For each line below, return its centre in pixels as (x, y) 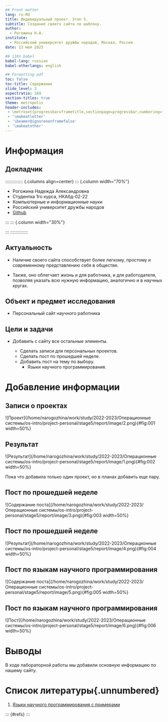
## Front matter (22, 10)
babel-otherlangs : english (33, 66)
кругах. (20, 285)
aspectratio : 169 (23, 93)
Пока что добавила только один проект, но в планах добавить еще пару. (83, 477)
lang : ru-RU (17, 15)
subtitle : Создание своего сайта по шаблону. (53, 24)
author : (13, 29)
